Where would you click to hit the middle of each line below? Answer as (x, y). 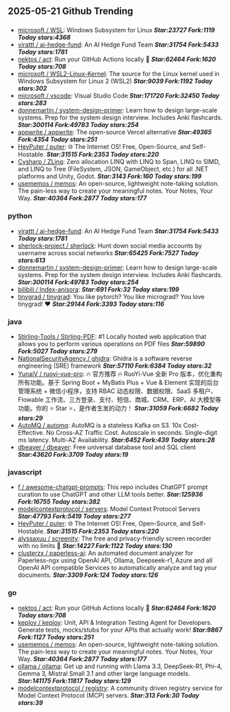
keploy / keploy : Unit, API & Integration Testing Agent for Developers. (115, 622)
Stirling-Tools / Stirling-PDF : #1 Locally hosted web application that (112, 336)
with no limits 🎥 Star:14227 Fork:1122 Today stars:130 (95, 546)
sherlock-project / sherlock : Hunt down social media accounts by (110, 246)
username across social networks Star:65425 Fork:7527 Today (108, 252)
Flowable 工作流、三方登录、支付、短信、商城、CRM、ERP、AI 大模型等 (119, 399)
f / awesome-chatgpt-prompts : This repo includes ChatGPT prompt (113, 487)
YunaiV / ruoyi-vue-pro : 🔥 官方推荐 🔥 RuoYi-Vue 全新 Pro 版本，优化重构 (120, 374)
